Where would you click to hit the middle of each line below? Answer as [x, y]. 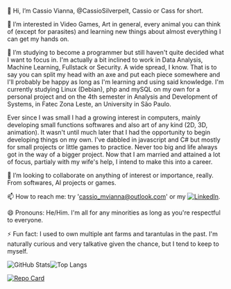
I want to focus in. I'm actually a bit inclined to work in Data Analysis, [105, 60]
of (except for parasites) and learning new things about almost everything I [114, 32]
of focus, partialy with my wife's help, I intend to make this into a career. [110, 162]
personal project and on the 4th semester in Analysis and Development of [112, 97]
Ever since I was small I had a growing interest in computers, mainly [104, 117]
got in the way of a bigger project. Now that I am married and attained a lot [114, 154]
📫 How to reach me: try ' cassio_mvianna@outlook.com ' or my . [114, 197]
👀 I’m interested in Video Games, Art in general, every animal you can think [114, 24]
